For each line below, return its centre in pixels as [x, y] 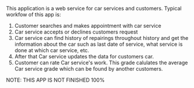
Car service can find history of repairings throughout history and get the [101, 38]
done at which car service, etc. [52, 50]
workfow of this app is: [34, 14]
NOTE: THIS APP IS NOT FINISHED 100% [56, 80]
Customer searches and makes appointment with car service [88, 26]
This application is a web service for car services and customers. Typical [94, 8]
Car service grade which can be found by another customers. [89, 69]
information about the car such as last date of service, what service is [98, 44]
